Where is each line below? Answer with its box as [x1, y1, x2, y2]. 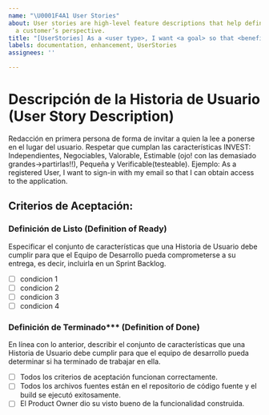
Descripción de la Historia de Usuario [8, 90, 261, 109]
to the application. [8, 176, 68, 186]
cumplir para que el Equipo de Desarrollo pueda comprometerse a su [8, 249, 236, 260]
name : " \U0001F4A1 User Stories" [8, 11, 120, 20]
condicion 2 [19, 283, 59, 293]
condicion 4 [19, 301, 60, 310]
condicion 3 [19, 292, 60, 301]
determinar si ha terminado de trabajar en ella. [8, 357, 162, 366]
